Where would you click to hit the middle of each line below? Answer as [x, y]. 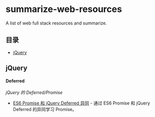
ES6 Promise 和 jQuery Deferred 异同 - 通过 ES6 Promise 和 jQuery [81, 103]
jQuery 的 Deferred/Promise [34, 92]
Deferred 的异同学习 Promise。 [45, 109]
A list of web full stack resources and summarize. [56, 23]
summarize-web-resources [64, 9]
